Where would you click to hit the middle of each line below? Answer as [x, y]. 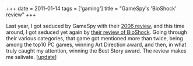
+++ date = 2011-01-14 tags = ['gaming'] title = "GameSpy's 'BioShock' [91, 8]
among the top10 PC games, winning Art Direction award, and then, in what [96, 44]
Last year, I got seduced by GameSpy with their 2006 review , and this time [95, 26]
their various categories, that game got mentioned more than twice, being [95, 38]
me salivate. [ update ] [31, 57]
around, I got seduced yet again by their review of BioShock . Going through [97, 32]
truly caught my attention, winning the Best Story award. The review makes [96, 51]
